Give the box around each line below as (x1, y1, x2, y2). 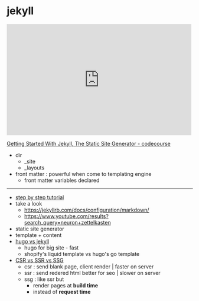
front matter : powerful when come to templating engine (15, 170, 152, 177)
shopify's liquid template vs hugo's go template (24, 250, 140, 257)
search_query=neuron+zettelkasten (24, 219, 111, 226)
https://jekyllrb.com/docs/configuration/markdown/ (24, 206, 149, 213)
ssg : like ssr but (24, 276, 64, 283)
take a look (15, 200, 43, 207)
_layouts (24, 164, 45, 171)
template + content (15, 231, 62, 238)
